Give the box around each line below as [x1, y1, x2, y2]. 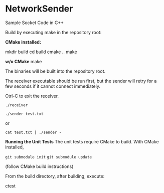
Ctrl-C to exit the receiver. [5, 93, 59, 99]
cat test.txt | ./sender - [5, 130, 62, 135]
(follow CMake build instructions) [5, 163, 74, 169]
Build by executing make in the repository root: [5, 29, 102, 35]
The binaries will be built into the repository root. [5, 68, 106, 74]
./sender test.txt [5, 111, 44, 116]
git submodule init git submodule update [5, 154, 92, 159]
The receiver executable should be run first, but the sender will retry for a [5, 78, 157, 84]
